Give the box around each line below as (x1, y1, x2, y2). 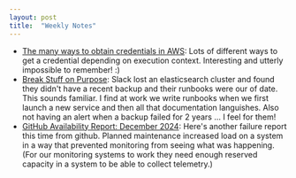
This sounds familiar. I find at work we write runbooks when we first (21, 92, 269, 103)
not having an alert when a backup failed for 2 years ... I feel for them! (21, 112, 277, 122)
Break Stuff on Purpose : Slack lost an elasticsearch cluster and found (21, 74, 276, 84)
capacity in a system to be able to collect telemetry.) (21, 159, 214, 169)
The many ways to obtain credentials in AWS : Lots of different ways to (21, 45, 278, 56)
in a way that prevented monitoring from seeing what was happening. (21, 139, 276, 151)
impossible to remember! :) (21, 64, 121, 75)
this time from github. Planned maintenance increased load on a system (21, 130, 284, 141)
